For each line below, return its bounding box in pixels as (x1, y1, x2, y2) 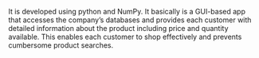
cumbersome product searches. (8, 41, 114, 50)
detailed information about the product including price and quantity (8, 24, 229, 33)
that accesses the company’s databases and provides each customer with (8, 15, 252, 25)
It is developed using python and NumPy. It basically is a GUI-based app (8, 7, 245, 16)
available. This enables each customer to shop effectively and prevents (8, 32, 242, 41)
